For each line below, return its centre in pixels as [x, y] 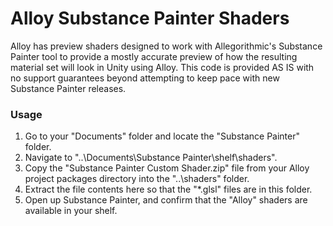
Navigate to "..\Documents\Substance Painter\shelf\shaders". [151, 158]
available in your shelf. [71, 211]
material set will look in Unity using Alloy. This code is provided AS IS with [162, 67]
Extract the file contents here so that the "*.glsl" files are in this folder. [168, 189]
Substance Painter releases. [68, 88]
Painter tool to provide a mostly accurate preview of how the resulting [154, 56]
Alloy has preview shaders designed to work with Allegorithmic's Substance [166, 46]
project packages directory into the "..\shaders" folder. [137, 179]
